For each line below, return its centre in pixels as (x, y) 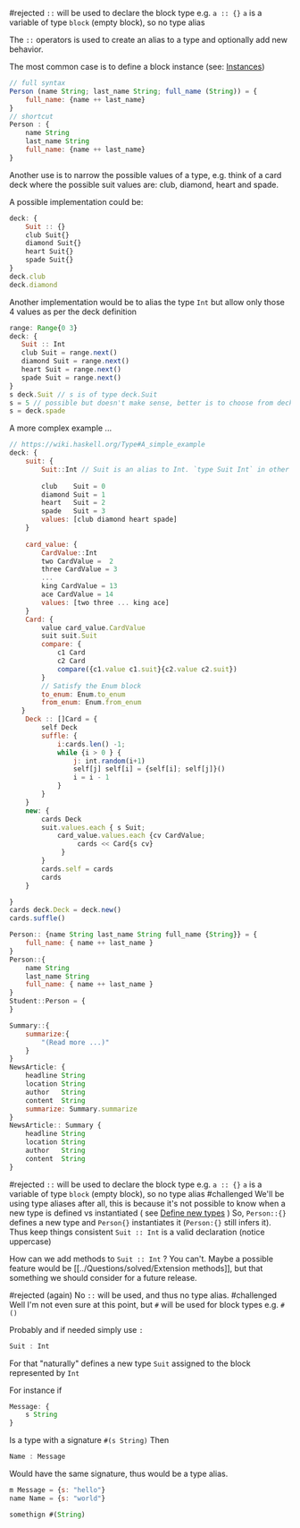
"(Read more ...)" (75, 1042)
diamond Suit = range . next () (75, 362)
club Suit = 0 (73, 486)
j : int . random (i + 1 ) (109, 761)
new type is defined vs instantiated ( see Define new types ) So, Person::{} (148, 1213)
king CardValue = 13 (79, 586)
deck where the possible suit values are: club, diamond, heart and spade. (144, 184)
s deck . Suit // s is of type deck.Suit (83, 394)
